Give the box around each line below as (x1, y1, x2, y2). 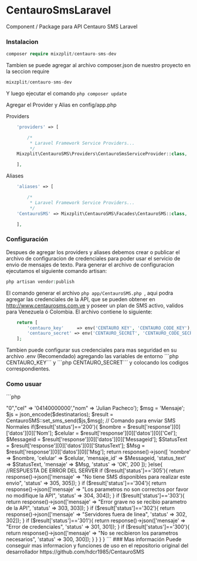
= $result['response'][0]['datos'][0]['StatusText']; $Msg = (6, 442, 145, 449)
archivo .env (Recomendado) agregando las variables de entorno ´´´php (6, 353, 179, 360)
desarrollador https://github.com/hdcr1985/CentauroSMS (6, 548, 145, 556)
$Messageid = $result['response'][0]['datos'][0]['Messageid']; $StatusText (6, 436, 188, 443)
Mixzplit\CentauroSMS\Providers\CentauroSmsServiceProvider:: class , (16, 151, 188, 157)
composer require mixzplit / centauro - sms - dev (6, 51, 117, 57)
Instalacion (6, 38, 39, 46)
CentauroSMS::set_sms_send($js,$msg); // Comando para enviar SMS (6, 417, 176, 424)
